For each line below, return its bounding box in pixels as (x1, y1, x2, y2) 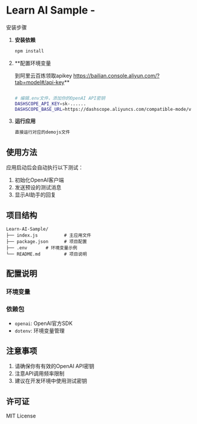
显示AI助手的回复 (14, 191, 56, 198)
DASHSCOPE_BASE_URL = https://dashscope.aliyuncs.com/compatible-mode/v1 (14, 106, 194, 112)
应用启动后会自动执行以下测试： (6, 164, 84, 171)
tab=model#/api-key (14, 78, 65, 86)
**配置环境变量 (14, 60, 51, 67)
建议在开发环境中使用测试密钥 (14, 377, 87, 384)
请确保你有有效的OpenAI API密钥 (14, 363, 95, 370)
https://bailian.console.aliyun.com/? (73, 72, 160, 79)
